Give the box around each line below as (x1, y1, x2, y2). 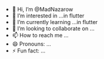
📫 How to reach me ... (12, 32, 69, 39)
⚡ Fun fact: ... (12, 47, 46, 54)
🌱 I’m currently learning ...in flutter (12, 19, 98, 25)
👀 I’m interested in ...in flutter (12, 12, 85, 19)
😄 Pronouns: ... (12, 40, 52, 48)
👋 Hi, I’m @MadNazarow (12, 6, 74, 13)
